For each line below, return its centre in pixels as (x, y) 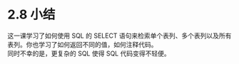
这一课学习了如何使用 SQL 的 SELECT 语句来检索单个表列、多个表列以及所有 (119, 36)
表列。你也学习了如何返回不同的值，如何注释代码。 (82, 44)
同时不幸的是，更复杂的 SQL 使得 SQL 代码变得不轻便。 (89, 53)
